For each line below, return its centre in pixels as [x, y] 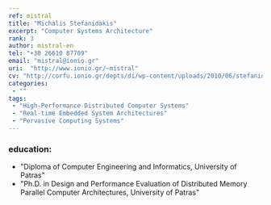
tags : [17, 98]
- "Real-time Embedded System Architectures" [90, 114]
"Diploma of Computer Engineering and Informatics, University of [129, 167]
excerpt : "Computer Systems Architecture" [81, 31]
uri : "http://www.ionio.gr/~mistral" [73, 69]
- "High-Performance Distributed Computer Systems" [100, 106]
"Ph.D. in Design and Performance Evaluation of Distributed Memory [133, 184]
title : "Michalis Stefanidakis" [63, 23]
